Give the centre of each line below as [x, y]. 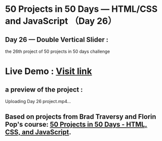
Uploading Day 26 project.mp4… [38, 101]
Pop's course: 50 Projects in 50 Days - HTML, [76, 124]
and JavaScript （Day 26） [61, 21]
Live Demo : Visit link [49, 71]
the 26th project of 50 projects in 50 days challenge [58, 51]
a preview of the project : [44, 89]
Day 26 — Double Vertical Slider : [57, 40]
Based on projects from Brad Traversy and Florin [81, 117]
